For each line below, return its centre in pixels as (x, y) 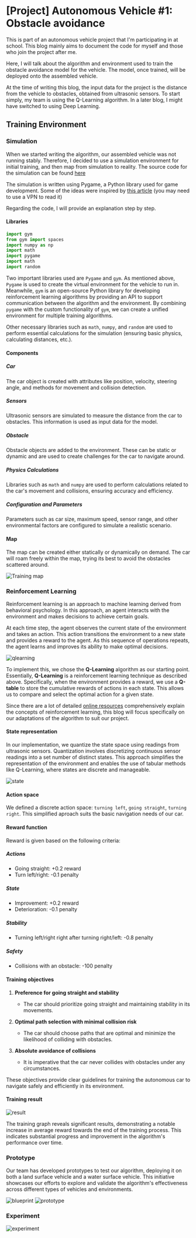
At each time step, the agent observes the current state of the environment (96, 628)
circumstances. (42, 1068)
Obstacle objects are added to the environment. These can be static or (91, 450)
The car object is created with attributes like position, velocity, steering (92, 381)
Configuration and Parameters (44, 504)
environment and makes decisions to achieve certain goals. (78, 616)
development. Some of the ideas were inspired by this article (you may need (98, 190)
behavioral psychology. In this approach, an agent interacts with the (88, 610)
